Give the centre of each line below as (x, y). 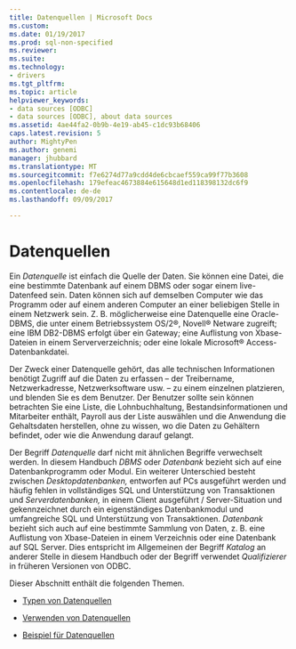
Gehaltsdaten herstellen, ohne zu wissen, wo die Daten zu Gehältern (135, 426)
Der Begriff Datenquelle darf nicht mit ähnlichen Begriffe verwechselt (136, 452)
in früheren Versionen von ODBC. (70, 565)
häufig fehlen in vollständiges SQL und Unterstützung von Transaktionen (142, 490)
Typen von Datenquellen (67, 600)
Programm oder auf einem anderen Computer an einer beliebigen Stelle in (144, 304)
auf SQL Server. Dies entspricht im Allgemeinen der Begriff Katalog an (138, 547)
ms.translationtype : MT (53, 166)
